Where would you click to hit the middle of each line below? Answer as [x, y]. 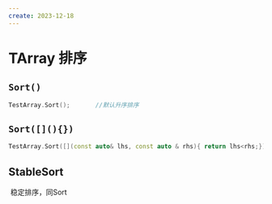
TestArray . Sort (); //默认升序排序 [74, 105]
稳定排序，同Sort [38, 192]
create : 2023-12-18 [41, 16]
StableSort [36, 171]
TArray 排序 [48, 58]
